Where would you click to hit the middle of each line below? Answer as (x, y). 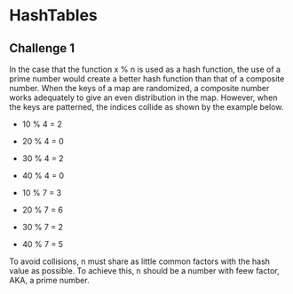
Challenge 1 (42, 48)
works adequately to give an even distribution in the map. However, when (143, 97)
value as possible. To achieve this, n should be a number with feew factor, (144, 271)
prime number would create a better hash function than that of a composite (147, 79)
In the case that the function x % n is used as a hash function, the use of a (145, 69)
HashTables (53, 15)
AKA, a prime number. (50, 280)
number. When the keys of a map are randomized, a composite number (139, 88)
